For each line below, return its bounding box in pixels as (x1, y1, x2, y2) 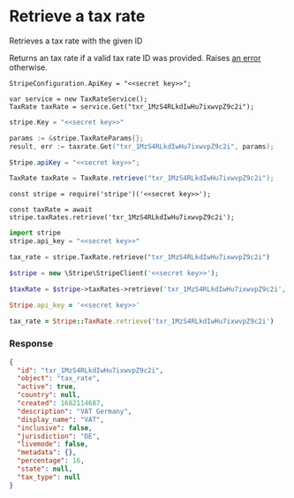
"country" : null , (17, 391, 81, 400)
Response (9, 338, 53, 350)
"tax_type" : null (17, 472, 81, 481)
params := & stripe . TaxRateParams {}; (9, 134, 144, 142)
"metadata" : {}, (17, 448, 77, 457)
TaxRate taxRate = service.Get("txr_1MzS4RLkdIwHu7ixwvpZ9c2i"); (9, 102, 254, 111)
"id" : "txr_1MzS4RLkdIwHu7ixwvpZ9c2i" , (17, 365, 164, 375)
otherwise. (9, 62, 49, 73)
